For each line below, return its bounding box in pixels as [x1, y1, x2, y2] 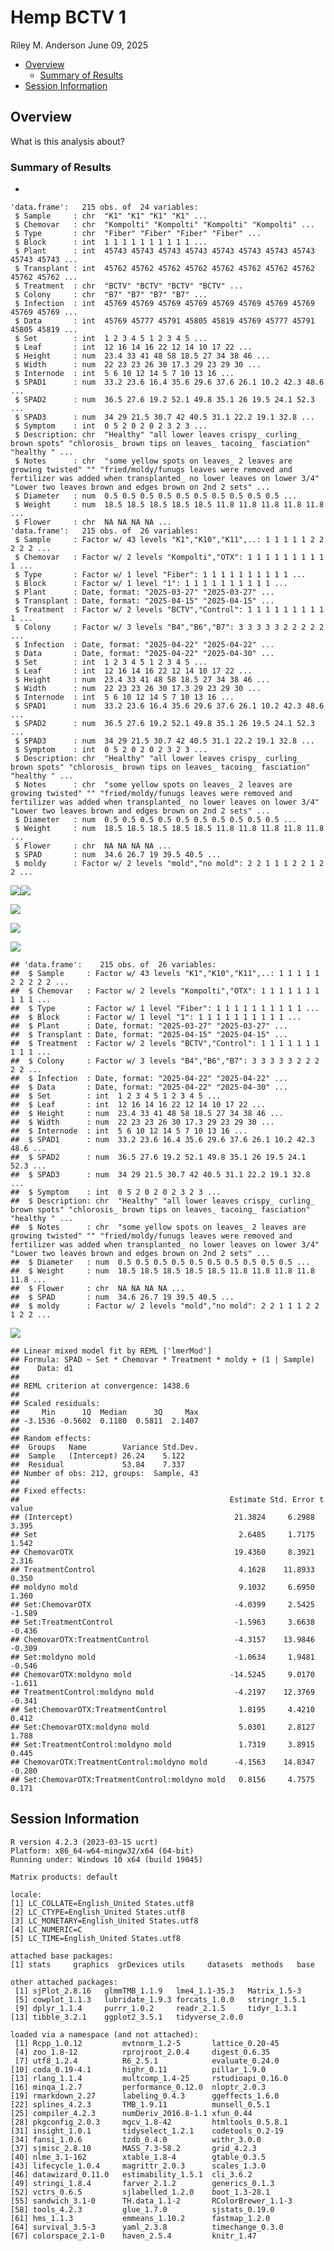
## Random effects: [10, 1434, 92, 1444]
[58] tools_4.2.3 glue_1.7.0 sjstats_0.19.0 [10, 2204, 275, 2215]
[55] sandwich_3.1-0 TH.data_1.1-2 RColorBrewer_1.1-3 [10, 2196, 293, 2206]
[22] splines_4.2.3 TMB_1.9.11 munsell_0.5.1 [10, 2099, 271, 2110]
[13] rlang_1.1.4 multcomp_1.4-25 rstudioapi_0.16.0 [10, 2073, 288, 2083]
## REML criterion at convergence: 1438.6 [10, 1381, 190, 1391]
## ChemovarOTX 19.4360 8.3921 [10, 1547, 315, 1558]
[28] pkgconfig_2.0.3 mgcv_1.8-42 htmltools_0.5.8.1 [10, 2117, 288, 2127]
